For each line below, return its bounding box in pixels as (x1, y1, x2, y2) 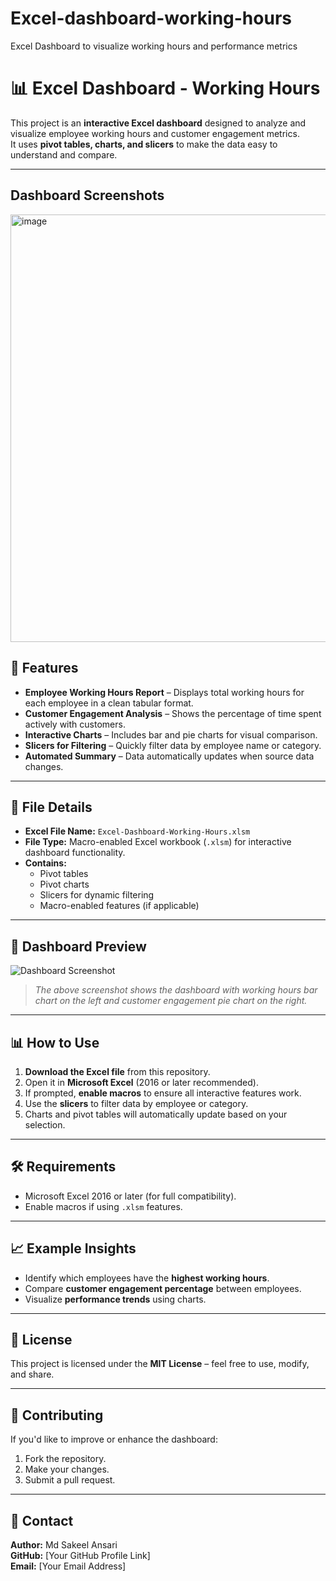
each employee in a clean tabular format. (24, 697, 194, 709)
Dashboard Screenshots (10, 187, 165, 204)
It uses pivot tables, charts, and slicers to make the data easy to (10, 138, 278, 150)
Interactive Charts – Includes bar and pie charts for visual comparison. (24, 728, 318, 741)
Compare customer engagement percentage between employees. (24, 1282, 302, 1294)
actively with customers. (24, 718, 126, 730)
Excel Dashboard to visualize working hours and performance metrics (10, 40, 298, 52)
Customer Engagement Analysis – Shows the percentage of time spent (24, 707, 322, 719)
